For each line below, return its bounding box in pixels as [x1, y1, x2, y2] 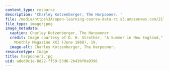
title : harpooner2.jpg [5, 53, 53, 59]
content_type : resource [5, 7, 55, 12]
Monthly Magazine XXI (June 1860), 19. [14, 40, 98, 45]
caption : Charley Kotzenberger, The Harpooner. [10, 30, 112, 35]
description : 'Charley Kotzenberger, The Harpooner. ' [5, 12, 123, 17]
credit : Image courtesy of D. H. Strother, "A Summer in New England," [10, 35, 163, 40]
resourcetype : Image [5, 49, 49, 54]
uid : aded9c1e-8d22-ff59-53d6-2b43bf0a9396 [5, 58, 98, 63]
